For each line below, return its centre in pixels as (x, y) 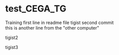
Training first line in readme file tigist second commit (59, 22)
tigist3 (12, 47)
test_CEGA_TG (36, 9)
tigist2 (12, 37)
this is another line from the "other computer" (52, 27)
